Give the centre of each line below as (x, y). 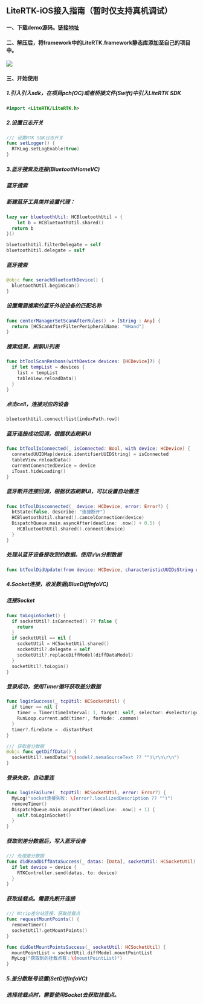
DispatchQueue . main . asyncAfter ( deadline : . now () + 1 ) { (83, 809)
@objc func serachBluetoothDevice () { (55, 280)
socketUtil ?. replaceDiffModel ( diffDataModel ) (76, 655)
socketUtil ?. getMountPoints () (50, 930)
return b (23, 228)
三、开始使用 (22, 78)
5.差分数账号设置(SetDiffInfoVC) (47, 979)
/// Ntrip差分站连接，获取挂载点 (43, 914)
